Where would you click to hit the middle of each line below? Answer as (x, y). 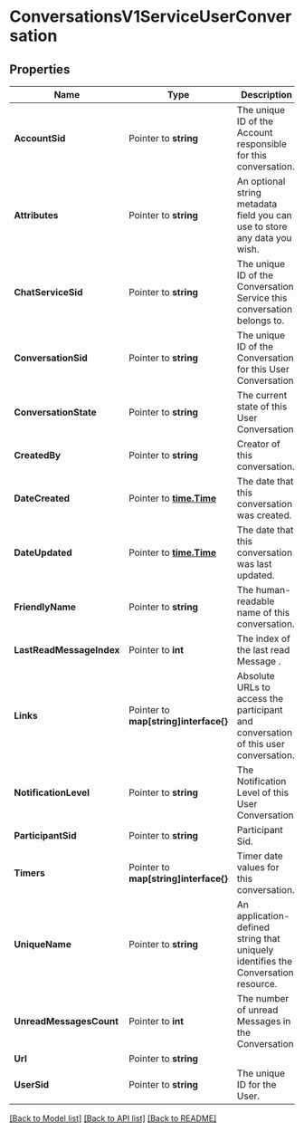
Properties (40, 69)
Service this (262, 298)
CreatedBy (38, 455)
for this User (263, 369)
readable (256, 601)
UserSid (32, 1084)
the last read (263, 650)
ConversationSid (51, 358)
